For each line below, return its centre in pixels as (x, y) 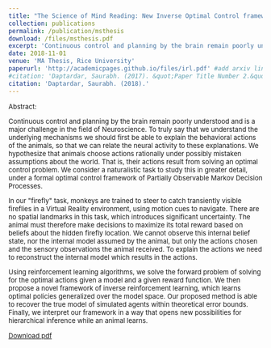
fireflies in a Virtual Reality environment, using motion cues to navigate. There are (134, 208)
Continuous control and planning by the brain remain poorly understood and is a (132, 121)
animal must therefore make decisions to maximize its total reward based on (126, 225)
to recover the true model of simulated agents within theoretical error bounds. (128, 304)
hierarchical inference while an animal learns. (78, 320)
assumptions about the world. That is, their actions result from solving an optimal (133, 161)
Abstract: (23, 106)
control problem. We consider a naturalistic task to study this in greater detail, (128, 170)
